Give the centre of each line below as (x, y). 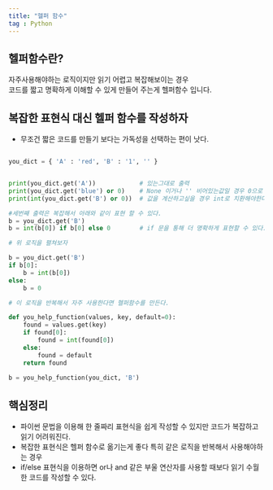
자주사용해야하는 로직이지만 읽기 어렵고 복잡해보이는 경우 (99, 80)
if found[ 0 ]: (45, 333)
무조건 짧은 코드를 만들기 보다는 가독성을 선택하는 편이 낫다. (115, 139)
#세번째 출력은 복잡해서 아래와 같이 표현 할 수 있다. (85, 213)
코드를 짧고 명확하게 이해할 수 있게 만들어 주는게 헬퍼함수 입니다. (110, 90)
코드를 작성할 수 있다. (63, 478)
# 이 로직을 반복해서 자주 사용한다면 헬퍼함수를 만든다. (89, 303)
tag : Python (30, 24)
